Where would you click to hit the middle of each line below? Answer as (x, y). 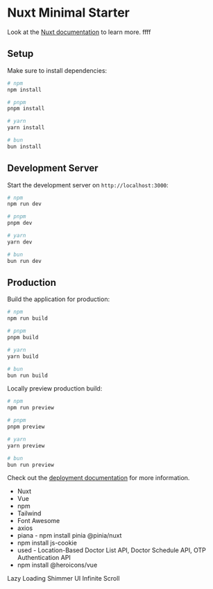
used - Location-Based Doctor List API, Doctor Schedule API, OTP (111, 550)
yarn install (26, 128)
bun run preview (31, 465)
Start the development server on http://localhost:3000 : (88, 185)
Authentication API (44, 558)
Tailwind (29, 513)
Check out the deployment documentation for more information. (99, 478)
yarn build (23, 356)
